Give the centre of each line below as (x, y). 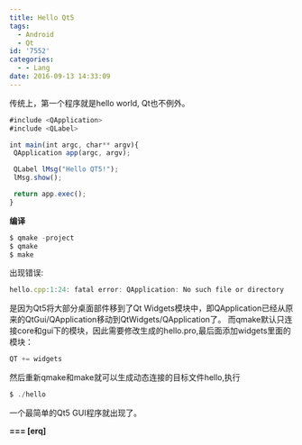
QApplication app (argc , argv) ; (72, 153)
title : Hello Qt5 (42, 18)
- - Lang (34, 68)
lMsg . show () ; (38, 178)
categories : (32, 59)
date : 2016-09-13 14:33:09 (60, 77)
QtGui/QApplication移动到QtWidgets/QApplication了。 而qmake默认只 (155, 320)
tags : (19, 26)
